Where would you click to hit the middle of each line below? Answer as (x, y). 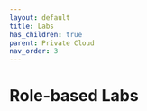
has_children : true (46, 34)
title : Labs (32, 26)
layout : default (40, 18)
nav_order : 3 (34, 51)
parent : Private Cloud (52, 43)
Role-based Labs (74, 96)
